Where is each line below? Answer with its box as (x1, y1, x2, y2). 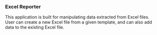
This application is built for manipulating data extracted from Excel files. (5, 14, 150, 20)
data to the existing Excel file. (5, 24, 65, 30)
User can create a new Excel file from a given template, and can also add (5, 19, 153, 25)
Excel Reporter (5, 3, 41, 10)
